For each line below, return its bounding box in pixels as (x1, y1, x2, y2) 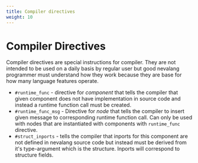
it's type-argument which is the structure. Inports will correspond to (14, 145, 180, 152)
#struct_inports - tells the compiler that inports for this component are (14, 133, 188, 140)
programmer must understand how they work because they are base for (6, 71, 182, 78)
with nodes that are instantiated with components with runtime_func (14, 120, 180, 127)
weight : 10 (6, 14, 33, 20)
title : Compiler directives (6, 8, 76, 15)
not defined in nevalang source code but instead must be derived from (14, 139, 187, 146)
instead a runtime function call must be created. (14, 101, 132, 109)
